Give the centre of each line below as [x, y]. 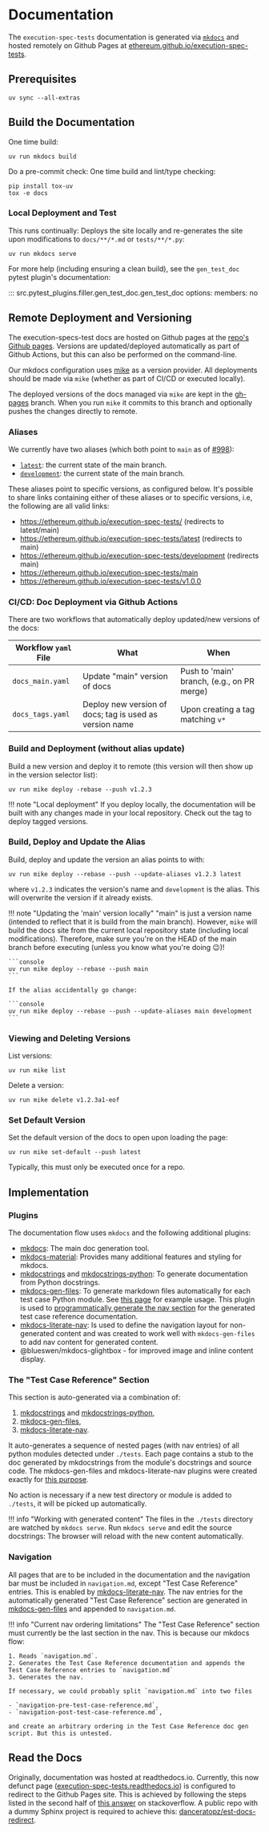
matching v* [203, 720]
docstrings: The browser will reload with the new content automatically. [126, 1536]
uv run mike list [37, 1070]
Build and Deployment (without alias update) [97, 749]
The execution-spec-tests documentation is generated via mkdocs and [124, 37]
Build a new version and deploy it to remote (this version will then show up [131, 766]
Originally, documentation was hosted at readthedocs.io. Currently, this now [134, 1777]
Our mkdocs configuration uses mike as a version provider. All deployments [133, 370]
